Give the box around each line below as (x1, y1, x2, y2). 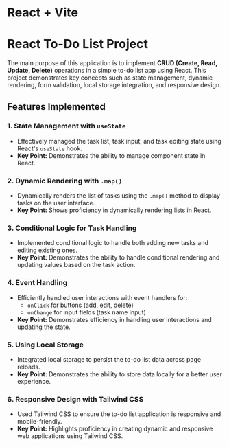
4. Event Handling (7, 278, 68, 288)
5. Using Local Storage (7, 340, 84, 349)
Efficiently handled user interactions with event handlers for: (16, 293, 188, 301)
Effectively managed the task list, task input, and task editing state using (16, 137, 221, 145)
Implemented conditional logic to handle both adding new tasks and (16, 239, 209, 247)
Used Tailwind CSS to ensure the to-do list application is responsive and (16, 410, 221, 418)
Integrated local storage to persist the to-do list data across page (16, 356, 201, 363)
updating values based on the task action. (16, 261, 136, 269)
